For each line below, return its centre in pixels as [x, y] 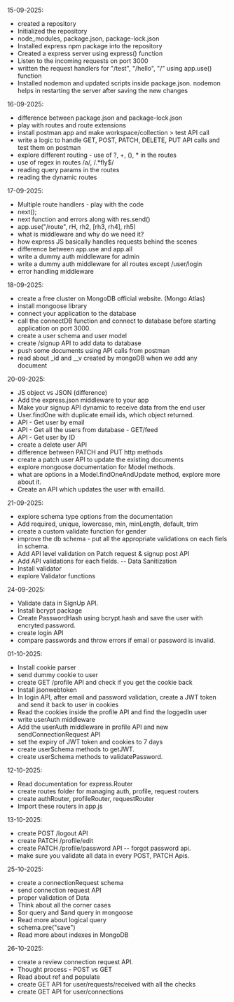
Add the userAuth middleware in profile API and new [93, 727]
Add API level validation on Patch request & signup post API [103, 554]
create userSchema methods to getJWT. [76, 749]
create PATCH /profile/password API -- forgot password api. [104, 848]
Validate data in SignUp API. [58, 603]
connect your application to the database [77, 313]
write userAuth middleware [56, 719]
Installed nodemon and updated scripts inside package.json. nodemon [119, 83]
